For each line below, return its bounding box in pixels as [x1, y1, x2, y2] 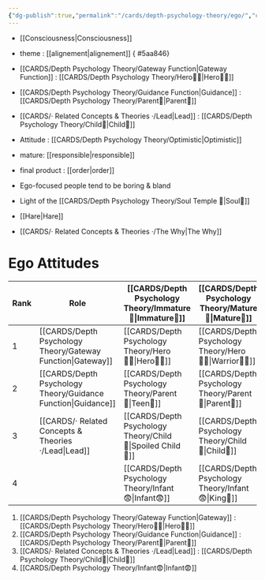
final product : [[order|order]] [19, 165, 115, 174]
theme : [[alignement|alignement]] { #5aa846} [19, 48, 170, 58]
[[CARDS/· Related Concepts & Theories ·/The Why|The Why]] [19, 226, 222, 236]
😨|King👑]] [198, 492, 238, 503]
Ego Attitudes [8, 254, 100, 272]
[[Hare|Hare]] [19, 211, 64, 221]
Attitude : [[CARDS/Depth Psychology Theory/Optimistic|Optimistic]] [19, 135, 242, 144]
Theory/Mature [200, 302, 258, 313]
